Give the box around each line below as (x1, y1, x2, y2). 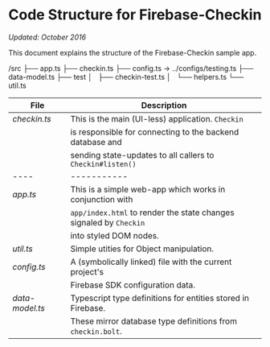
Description (141, 99, 187, 110)
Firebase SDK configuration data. (70, 279, 195, 291)
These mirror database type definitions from (70, 316, 237, 327)
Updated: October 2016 (8, 32, 87, 42)
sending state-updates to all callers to (70, 149, 215, 160)
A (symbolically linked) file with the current (70, 256, 232, 267)
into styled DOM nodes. (70, 229, 159, 241)
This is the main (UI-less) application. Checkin (70, 113, 243, 124)
